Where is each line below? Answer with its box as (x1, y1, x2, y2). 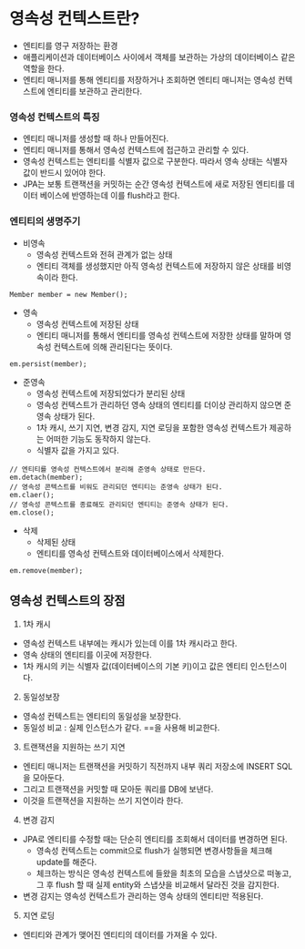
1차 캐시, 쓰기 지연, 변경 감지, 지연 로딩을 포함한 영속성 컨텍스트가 (36, 422, 268, 433)
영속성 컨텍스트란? (9, 8, 140, 29)
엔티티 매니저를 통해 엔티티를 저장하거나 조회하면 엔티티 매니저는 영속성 (22, 74, 276, 85)
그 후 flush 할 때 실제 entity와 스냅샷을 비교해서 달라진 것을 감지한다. (36, 880, 280, 891)
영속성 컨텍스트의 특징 (9, 110, 100, 123)
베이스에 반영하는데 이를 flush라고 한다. (39, 190, 180, 201)
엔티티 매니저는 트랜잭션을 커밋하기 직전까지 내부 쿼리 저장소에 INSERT (22, 761, 275, 772)
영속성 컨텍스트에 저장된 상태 (36, 318, 139, 329)
